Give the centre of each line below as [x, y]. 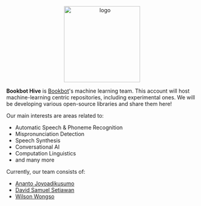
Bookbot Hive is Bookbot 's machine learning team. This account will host [98, 91]
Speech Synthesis [38, 140]
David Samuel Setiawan [45, 190]
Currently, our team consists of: [46, 172]
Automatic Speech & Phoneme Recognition [69, 127]
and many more [35, 160]
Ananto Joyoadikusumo [45, 183]
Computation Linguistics [46, 153]
